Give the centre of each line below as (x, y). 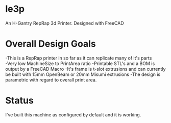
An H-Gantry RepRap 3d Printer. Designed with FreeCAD (65, 23)
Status (20, 101)
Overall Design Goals (51, 44)
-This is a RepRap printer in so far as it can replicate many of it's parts (79, 58)
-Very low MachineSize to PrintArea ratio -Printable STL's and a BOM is (80, 63)
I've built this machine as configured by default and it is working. (73, 115)
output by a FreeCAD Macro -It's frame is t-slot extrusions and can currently (86, 69)
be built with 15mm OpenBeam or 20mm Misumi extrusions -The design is (83, 74)
